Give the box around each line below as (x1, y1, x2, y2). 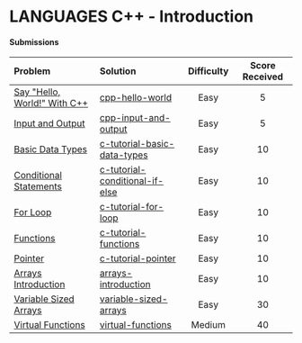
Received (242, 70, 284, 83)
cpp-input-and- (99, 112, 171, 124)
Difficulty (187, 65, 229, 77)
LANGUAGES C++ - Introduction (9, 6, 254, 27)
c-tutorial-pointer (99, 252, 177, 265)
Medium (191, 319, 226, 331)
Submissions (9, 36, 59, 47)
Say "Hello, (13, 86, 61, 98)
